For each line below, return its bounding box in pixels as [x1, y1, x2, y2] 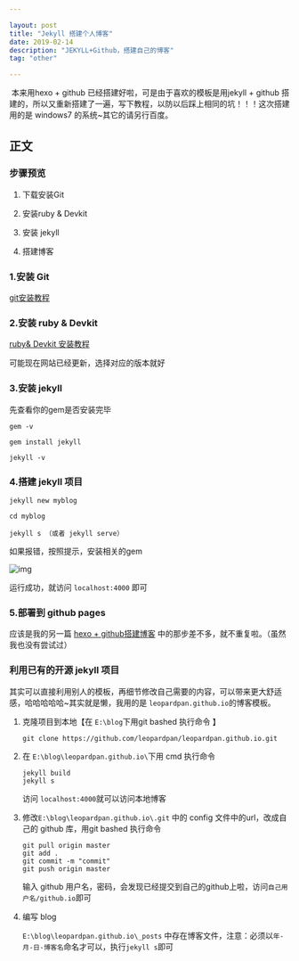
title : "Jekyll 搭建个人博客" [9, 29, 113, 38]
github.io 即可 [39, 892, 92, 903]
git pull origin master [21, 841, 111, 850]
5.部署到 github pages [9, 606, 106, 619]
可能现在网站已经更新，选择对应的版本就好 [9, 357, 166, 368]
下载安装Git [21, 189, 65, 200]
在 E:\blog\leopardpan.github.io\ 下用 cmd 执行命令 [21, 751, 216, 761]
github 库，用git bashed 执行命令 [39, 823, 162, 834]
